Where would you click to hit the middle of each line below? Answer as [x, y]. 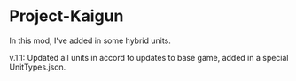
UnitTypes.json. [38, 67]
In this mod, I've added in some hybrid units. [90, 40]
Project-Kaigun [66, 16]
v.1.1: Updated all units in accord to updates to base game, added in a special [149, 57]
